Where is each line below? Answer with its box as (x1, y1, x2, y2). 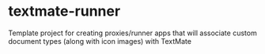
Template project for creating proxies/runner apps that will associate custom (8, 28, 257, 38)
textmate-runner (8, 2, 121, 20)
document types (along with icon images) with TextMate (8, 36, 192, 45)
